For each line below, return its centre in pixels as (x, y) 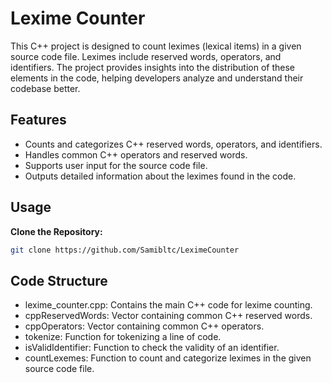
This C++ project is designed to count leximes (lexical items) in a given (156, 46)
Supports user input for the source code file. (116, 165)
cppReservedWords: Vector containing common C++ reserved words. (168, 316)
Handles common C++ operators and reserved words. (136, 154)
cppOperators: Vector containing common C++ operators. (144, 326)
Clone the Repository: (56, 231)
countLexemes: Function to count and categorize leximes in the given (168, 358)
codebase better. (45, 88)
